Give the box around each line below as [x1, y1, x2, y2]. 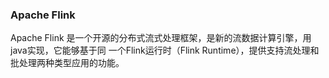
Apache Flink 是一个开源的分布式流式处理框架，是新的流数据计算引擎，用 [10, 32, 312, 44]
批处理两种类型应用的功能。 [10, 57, 125, 69]
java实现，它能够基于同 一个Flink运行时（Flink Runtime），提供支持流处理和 [10, 44, 320, 57]
